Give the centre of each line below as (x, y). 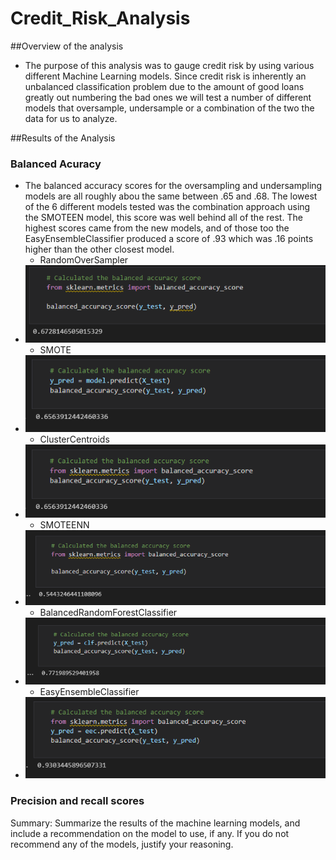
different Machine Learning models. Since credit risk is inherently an (165, 76)
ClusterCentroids (74, 439)
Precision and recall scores (77, 801)
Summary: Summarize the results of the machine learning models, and (155, 823)
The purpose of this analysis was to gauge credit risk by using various (169, 65)
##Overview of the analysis (67, 46)
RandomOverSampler (84, 260)
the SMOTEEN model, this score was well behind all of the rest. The (163, 218)
